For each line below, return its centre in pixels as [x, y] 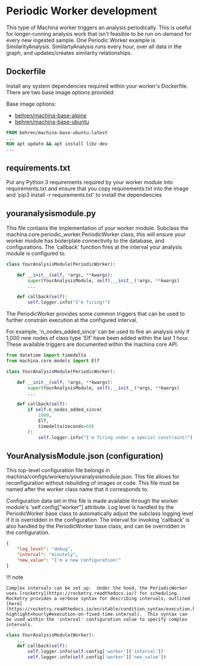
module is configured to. [36, 253]
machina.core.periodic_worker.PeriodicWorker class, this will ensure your [96, 234]
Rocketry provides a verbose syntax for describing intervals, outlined [98, 598]
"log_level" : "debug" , [45, 549]
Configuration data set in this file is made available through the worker [92, 501]
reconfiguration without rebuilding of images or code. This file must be [93, 483]
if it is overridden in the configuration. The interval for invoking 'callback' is [98, 520]
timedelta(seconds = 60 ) [66, 426]
